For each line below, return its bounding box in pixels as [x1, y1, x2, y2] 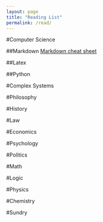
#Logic [6, 174, 24, 182]
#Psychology [6, 140, 39, 147]
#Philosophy [6, 93, 37, 101]
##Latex [6, 59, 27, 66]
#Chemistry [6, 198, 35, 205]
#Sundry [6, 209, 28, 216]
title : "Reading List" [6, 14, 63, 20]
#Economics [6, 129, 37, 136]
